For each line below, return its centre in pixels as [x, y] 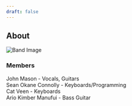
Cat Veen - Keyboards [33, 91]
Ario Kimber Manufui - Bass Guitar [48, 97]
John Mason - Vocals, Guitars [43, 79]
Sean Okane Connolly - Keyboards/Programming [66, 85]
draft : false [22, 12]
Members [20, 66]
